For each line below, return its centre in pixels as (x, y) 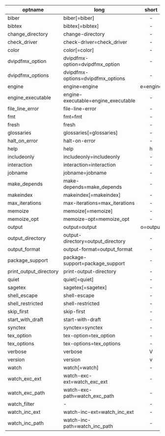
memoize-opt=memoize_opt (96, 219)
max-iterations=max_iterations (99, 203)
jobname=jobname (85, 173)
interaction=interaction (90, 165)
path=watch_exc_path (89, 396)
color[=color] (79, 50)
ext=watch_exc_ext (85, 382)
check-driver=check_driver (95, 42)
